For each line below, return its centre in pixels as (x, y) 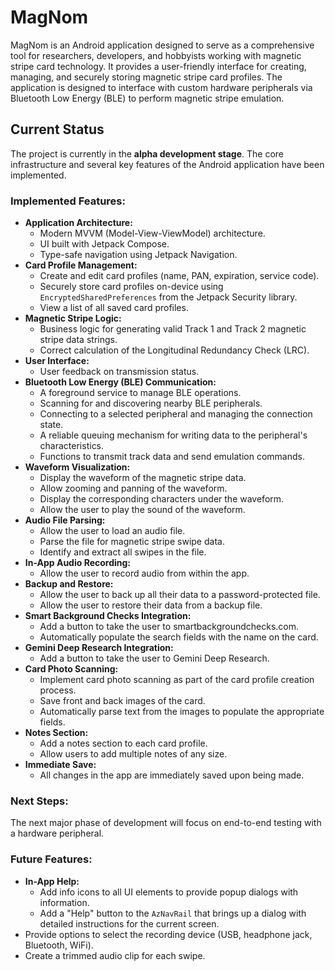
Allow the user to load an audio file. (112, 531)
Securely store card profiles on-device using (131, 287)
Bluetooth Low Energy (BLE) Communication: (120, 382)
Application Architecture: (78, 223)
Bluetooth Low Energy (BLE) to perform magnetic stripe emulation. (147, 98)
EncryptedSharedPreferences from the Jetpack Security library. (168, 297)
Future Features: (51, 859)
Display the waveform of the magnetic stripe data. (143, 478)
